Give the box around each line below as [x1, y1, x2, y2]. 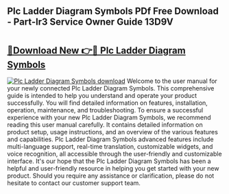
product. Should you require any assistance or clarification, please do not [7, 171, 215, 180]
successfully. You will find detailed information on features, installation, [7, 99, 208, 107]
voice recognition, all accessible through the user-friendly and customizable [7, 150, 222, 158]
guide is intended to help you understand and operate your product [7, 92, 197, 99]
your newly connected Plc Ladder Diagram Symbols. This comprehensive [7, 84, 215, 92]
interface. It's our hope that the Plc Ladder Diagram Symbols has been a [7, 157, 211, 165]
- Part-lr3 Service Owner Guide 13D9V [7, 16, 173, 28]
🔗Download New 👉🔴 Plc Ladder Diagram [7, 45, 186, 56]
